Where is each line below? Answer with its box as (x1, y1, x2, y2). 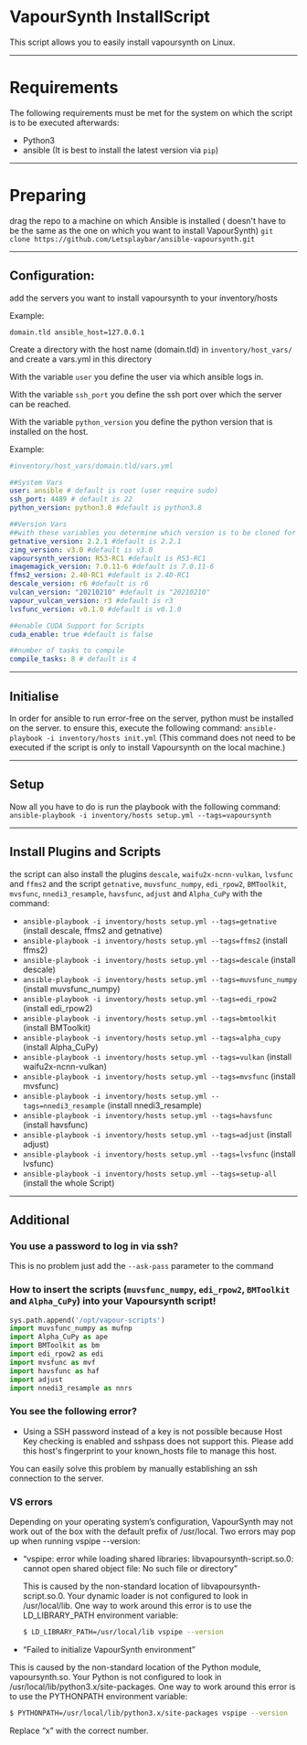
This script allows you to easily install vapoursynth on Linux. (9, 37, 236, 48)
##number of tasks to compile (9, 646, 125, 655)
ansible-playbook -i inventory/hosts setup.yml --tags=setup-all (22, 1169, 277, 1179)
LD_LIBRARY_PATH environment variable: (22, 1610, 179, 1621)
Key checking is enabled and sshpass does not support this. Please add (22, 1435, 294, 1446)
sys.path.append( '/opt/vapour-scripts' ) (9, 1316, 166, 1325)
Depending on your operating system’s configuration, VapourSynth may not (9, 1517, 294, 1528)
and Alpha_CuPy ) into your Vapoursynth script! (9, 1295, 217, 1307)
